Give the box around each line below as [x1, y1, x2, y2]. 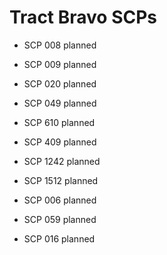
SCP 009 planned [23, 58, 97, 70]
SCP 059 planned [23, 213, 97, 225]
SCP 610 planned [23, 116, 96, 128]
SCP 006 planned [23, 194, 97, 206]
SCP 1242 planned [23, 155, 101, 167]
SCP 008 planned [23, 39, 97, 51]
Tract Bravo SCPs [9, 6, 158, 29]
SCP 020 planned [23, 77, 97, 90]
